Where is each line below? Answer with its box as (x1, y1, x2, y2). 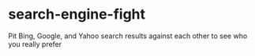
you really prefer (8, 39, 62, 48)
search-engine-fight (8, 5, 146, 23)
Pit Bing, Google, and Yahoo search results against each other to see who (8, 31, 248, 40)
